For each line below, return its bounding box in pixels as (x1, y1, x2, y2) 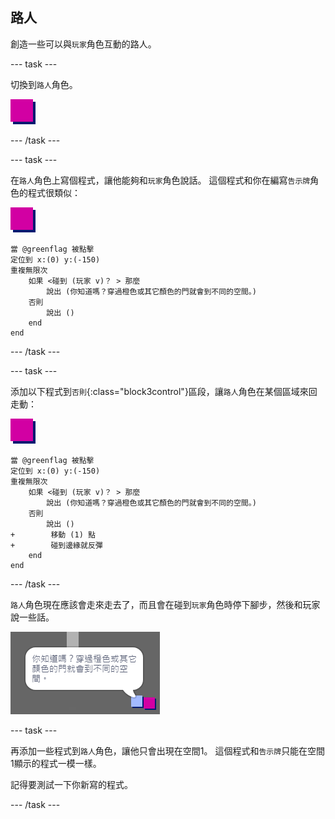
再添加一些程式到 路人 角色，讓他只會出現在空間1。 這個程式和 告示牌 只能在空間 (10, 744, 326, 757)
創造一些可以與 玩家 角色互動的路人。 (10, 38, 157, 50)
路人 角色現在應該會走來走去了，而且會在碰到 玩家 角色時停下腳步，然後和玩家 (10, 598, 321, 610)
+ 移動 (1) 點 (10, 529, 96, 540)
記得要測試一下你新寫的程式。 (10, 778, 133, 790)
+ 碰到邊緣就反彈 (10, 540, 103, 550)
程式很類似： (27, 186, 81, 198)
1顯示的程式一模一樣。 (10, 757, 102, 769)
